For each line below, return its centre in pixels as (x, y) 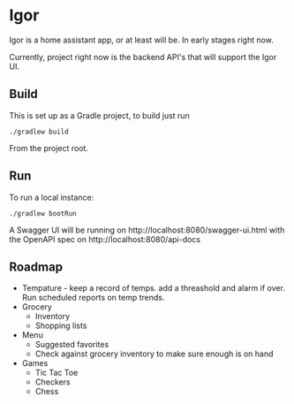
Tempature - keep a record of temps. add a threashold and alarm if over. (153, 288)
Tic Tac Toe (57, 373)
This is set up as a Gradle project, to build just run (99, 115)
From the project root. (49, 148)
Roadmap (36, 267)
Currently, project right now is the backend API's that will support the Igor (143, 57)
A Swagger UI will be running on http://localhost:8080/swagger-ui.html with (147, 230)
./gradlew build (39, 132)
